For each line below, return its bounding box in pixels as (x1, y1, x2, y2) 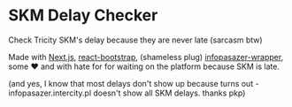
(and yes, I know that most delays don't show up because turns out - (8, 78, 259, 88)
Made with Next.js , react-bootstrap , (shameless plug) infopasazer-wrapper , (8, 51, 284, 62)
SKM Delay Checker (8, 5, 158, 26)
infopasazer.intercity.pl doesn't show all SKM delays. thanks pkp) (8, 88, 246, 98)
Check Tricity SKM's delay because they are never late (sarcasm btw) (8, 34, 263, 45)
